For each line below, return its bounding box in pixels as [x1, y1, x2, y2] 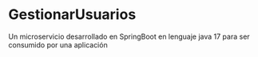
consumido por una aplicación [8, 40, 108, 49]
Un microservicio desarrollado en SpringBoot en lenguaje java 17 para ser [8, 32, 250, 41]
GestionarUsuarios [8, 6, 137, 24]
